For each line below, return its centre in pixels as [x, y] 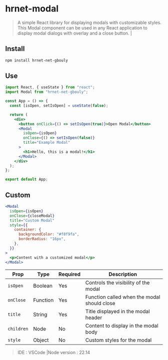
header [94, 318]
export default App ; [27, 180]
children [18, 329]
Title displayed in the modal [117, 312]
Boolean [43, 286]
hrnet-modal [32, 9]
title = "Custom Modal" [32, 220]
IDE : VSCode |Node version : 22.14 [54, 353]
